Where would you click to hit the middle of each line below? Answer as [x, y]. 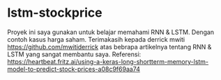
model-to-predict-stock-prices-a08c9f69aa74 [74, 69]
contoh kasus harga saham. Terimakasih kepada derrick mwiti [96, 39]
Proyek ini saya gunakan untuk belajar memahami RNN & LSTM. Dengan [111, 32]
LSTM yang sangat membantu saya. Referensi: [74, 54]
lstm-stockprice [55, 13]
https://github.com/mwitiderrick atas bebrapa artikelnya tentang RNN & [109, 47]
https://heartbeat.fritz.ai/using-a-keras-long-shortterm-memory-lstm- [108, 61]
